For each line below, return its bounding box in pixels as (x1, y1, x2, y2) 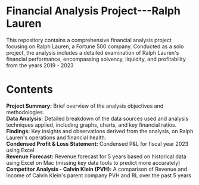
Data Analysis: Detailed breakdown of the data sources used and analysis (6, 115, 189, 122)
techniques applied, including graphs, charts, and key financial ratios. (6, 121, 177, 128)
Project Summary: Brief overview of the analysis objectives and (6, 102, 164, 109)
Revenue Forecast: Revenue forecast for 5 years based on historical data (6, 153, 186, 160)
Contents (6, 83, 54, 96)
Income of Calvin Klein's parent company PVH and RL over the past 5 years (6, 171, 192, 179)
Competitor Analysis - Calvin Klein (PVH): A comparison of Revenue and (6, 165, 188, 173)
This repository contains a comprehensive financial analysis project (6, 36, 172, 43)
